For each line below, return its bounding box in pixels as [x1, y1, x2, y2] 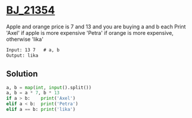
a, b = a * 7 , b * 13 [6, 90, 60, 96]
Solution [6, 69, 38, 79]
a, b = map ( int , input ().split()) [6, 84, 92, 90]
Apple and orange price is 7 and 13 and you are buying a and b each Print [6, 23, 186, 30]
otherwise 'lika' [6, 35, 43, 42]
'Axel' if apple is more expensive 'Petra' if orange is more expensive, [6, 29, 174, 36]
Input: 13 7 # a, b [6, 47, 60, 53]
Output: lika [6, 53, 39, 58]
